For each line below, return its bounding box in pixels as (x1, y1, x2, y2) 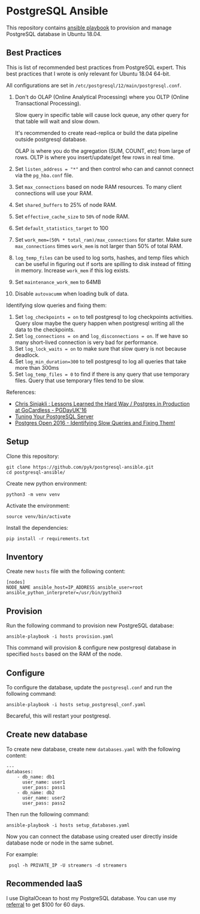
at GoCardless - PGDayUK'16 (14, 406, 87, 414)
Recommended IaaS (6, 879, 83, 889)
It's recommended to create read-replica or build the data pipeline (14, 129, 178, 136)
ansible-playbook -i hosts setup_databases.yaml (6, 822, 130, 828)
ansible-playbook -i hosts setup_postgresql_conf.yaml (6, 702, 146, 708)
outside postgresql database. (14, 135, 87, 143)
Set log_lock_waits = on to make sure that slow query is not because (14, 345, 187, 352)
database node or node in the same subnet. (6, 839, 114, 846)
